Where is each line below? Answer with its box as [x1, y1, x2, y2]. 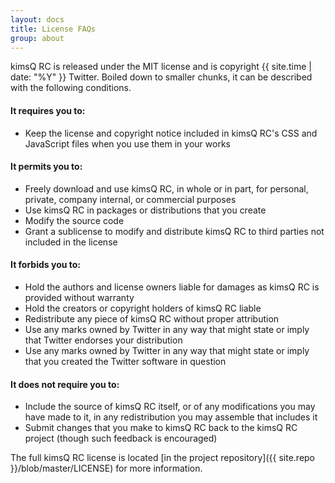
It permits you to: [10, 161, 83, 173]
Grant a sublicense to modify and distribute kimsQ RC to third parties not [24, 225, 325, 237]
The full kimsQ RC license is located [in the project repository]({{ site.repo [10, 452, 316, 464]
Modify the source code [24, 214, 125, 226]
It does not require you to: [10, 378, 120, 390]
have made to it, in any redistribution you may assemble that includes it [24, 411, 318, 423]
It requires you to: [10, 104, 86, 116]
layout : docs [10, 14, 65, 25]
